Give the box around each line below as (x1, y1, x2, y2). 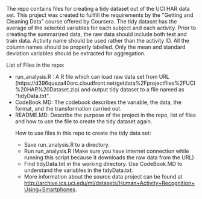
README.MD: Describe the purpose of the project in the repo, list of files (14, 111, 196, 118)
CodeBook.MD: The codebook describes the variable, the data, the (14, 99, 182, 106)
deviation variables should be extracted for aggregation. (6, 50, 146, 57)
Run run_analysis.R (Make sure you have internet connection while (24, 147, 189, 155)
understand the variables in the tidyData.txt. (24, 167, 134, 174)
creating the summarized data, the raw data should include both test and (6, 31, 187, 38)
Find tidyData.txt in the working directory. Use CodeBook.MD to (24, 161, 183, 167)
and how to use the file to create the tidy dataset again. (14, 118, 153, 125)
